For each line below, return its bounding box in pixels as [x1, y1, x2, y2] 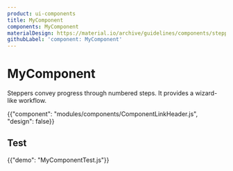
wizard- [195, 89, 218, 97]
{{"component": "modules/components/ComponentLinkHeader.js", [7, 110, 198, 118]
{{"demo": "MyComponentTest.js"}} [7, 156, 110, 164]
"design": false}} [7, 117, 55, 126]
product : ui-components [7, 10, 76, 17]
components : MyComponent [7, 23, 79, 30]
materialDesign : [7, 29, 54, 37]
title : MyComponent [7, 17, 64, 24]
